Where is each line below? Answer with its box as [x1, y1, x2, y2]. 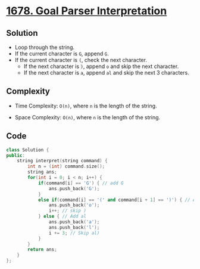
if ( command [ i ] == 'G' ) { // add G [37, 180, 124, 186]
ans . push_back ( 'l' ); [48, 224, 100, 230]
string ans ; [27, 169, 58, 175]
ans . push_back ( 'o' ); [48, 202, 100, 208]
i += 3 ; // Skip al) [48, 230, 100, 236]
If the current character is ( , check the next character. [14, 57, 148, 63]
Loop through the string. [14, 44, 74, 51]
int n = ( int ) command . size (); [27, 163, 105, 169]
